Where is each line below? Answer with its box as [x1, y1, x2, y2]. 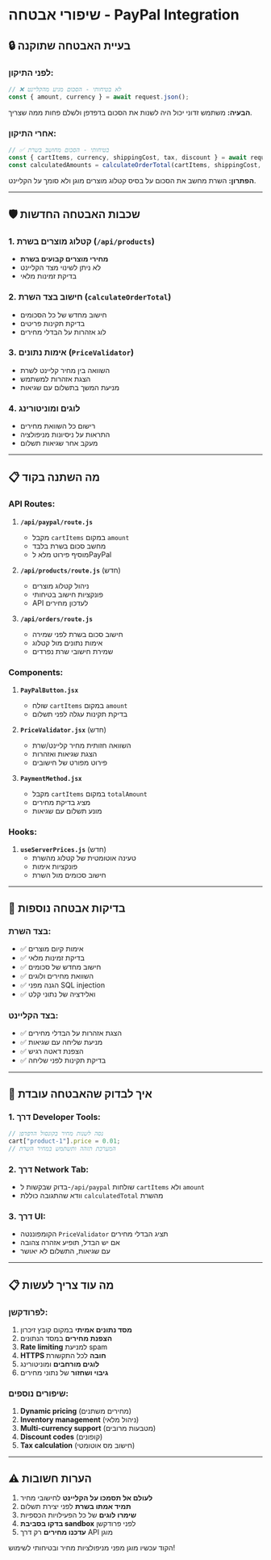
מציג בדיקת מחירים [31, 798, 91, 807]
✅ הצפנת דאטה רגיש [19, 1046, 84, 1056]
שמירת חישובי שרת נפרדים [31, 646, 114, 656]
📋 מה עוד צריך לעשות [8, 1278, 115, 1292]
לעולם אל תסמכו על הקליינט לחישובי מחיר [19, 1493, 153, 1503]
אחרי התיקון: [8, 128, 56, 139]
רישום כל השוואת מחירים [19, 421, 96, 431]
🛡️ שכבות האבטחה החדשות [8, 208, 141, 221]
